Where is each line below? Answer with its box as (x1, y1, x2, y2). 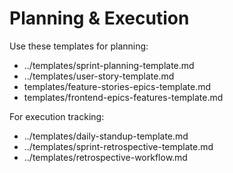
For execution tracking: (9, 110, 105, 122)
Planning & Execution (9, 7, 190, 30)
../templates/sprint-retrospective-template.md (23, 140, 214, 152)
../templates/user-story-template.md (23, 70, 175, 82)
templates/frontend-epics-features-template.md (23, 91, 224, 103)
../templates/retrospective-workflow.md (23, 151, 188, 163)
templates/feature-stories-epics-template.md (23, 80, 212, 92)
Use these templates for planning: (9, 40, 149, 52)
